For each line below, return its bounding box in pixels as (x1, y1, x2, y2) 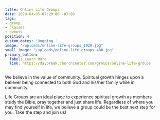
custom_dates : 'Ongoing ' (5, 39, 57, 44)
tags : (5, 16, 16, 21)
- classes (5, 25, 25, 30)
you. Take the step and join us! (5, 109, 67, 115)
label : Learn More (9, 57, 47, 61)
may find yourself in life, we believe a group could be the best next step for (5, 105, 156, 110)
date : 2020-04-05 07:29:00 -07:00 (5, 12, 75, 16)
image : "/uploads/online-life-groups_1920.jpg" (5, 43, 104, 48)
